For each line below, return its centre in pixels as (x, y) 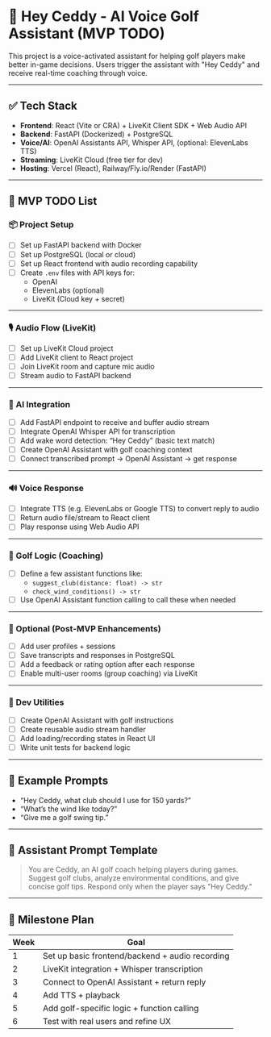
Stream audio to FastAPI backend (75, 376)
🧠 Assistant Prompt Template (83, 850)
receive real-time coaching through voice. (78, 73)
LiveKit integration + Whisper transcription (123, 969)
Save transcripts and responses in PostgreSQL (98, 656)
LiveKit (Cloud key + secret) (78, 298)
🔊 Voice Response (46, 488)
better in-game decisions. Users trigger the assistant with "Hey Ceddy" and (134, 65)
